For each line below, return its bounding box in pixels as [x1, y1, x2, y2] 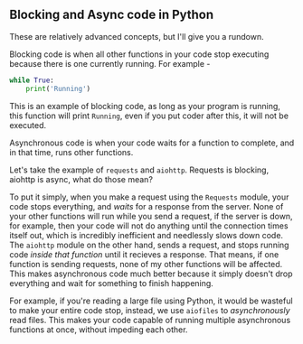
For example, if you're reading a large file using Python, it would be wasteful [9, 295, 293, 306]
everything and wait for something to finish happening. [9, 277, 214, 288]
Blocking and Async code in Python [9, 7, 214, 23]
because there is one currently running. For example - [9, 58, 211, 69]
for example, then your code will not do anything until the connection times [9, 220, 289, 231]
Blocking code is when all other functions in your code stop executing [9, 49, 270, 60]
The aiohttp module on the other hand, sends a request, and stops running [9, 239, 289, 250]
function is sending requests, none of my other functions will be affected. [9, 258, 283, 269]
